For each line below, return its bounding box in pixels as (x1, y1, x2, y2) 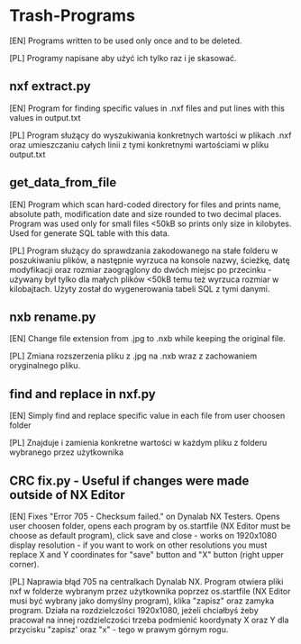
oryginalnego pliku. (9, 360, 81, 371)
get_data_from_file (9, 175, 117, 190)
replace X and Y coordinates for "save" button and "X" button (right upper (9, 549, 284, 559)
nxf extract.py (9, 78, 92, 95)
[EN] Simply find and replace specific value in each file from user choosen (9, 411, 286, 422)
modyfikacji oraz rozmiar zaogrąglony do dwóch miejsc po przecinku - (9, 264, 272, 275)
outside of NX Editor (9, 487, 125, 503)
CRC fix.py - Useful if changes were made (9, 473, 250, 488)
